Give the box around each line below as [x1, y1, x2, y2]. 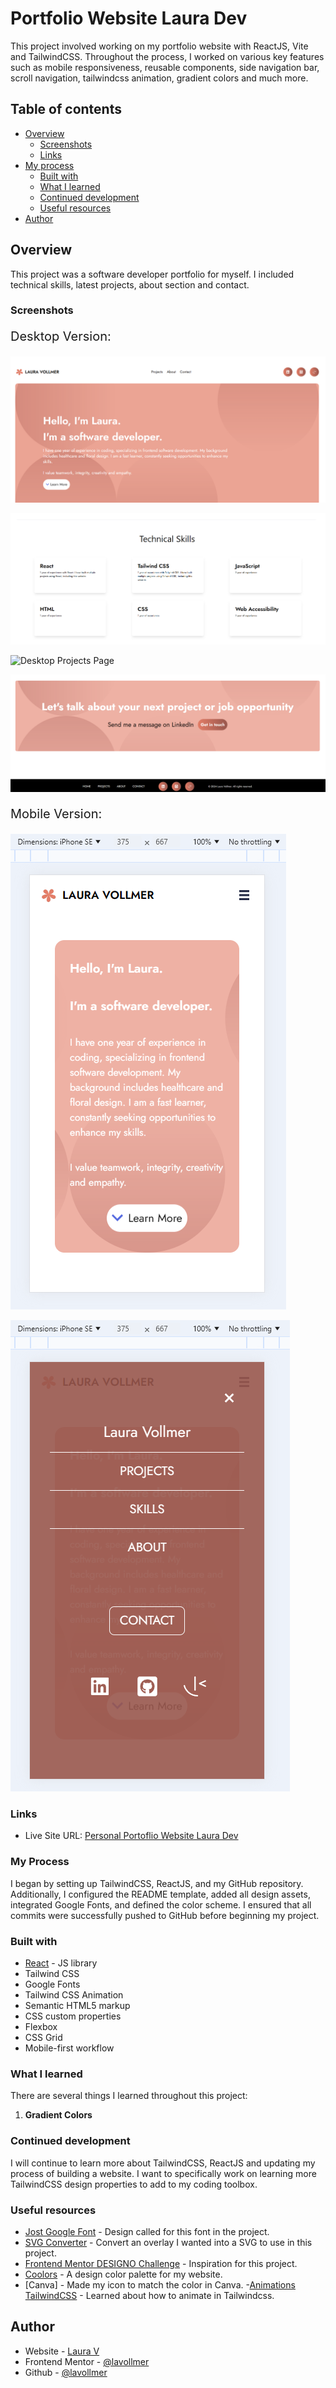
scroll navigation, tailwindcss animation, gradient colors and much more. [10, 72, 309, 84]
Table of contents [10, 101, 122, 118]
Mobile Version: [10, 806, 103, 822]
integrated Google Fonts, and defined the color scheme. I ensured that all [10, 1898, 312, 1911]
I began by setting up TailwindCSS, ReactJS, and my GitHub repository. [10, 1877, 304, 1889]
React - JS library [24, 1957, 98, 1969]
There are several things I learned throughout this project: [10, 2090, 248, 2102]
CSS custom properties [24, 2010, 122, 2022]
